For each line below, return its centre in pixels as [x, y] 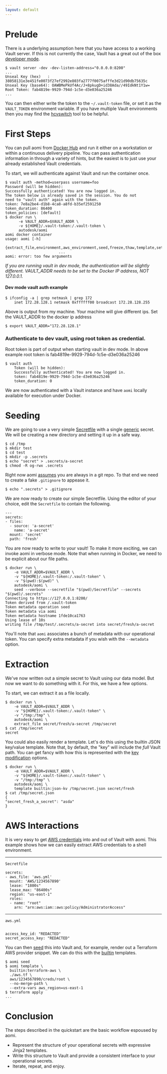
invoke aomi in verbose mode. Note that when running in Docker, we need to [83, 553]
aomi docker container [29, 234]
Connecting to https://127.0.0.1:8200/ [46, 598]
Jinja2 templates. [30, 1050]
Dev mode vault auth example [37, 288]
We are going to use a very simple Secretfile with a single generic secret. [80, 429]
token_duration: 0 [33, 381]
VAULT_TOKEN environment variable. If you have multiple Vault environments [81, 108]
